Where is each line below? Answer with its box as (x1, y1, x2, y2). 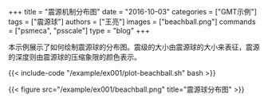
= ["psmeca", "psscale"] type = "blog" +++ (8, 26, 150, 35)
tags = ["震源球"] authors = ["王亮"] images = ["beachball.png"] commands (8, 17, 257, 26)
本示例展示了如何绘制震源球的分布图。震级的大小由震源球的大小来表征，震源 (8, 42, 260, 52)
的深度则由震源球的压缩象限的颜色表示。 (8, 53, 141, 61)
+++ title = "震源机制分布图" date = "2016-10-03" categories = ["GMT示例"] (8, 7, 258, 16)
